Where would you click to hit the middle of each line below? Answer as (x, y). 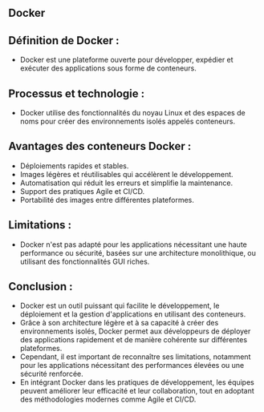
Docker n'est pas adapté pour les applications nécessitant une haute (133, 244)
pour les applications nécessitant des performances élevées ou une (132, 366)
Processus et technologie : (77, 93)
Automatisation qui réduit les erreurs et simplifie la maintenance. (126, 183)
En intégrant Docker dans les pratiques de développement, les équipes (137, 382)
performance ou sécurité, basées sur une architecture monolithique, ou (138, 252)
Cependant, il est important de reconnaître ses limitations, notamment (135, 357)
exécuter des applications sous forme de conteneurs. (108, 68)
